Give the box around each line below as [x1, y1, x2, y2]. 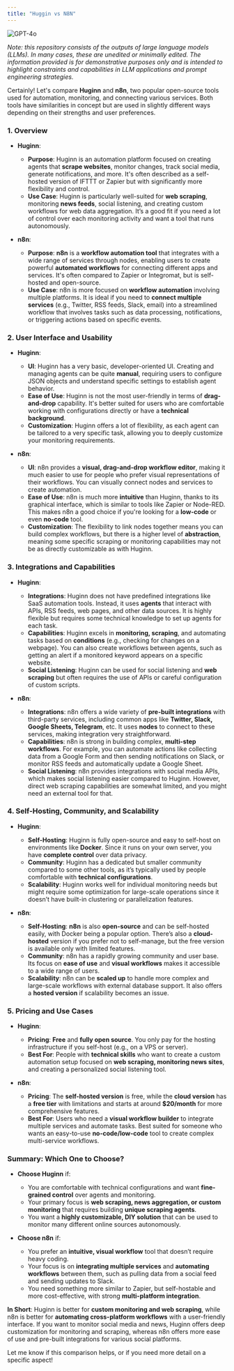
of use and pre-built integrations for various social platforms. [7, 1335, 182, 1343]
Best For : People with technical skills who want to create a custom [27, 1050, 221, 1059]
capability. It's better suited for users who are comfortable [57, 399, 224, 408]
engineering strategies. [7, 73, 74, 81]
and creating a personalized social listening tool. [27, 1065, 167, 1074]
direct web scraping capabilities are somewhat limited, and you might [27, 782, 227, 790]
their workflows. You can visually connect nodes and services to [27, 478, 213, 487]
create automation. [27, 485, 82, 494]
